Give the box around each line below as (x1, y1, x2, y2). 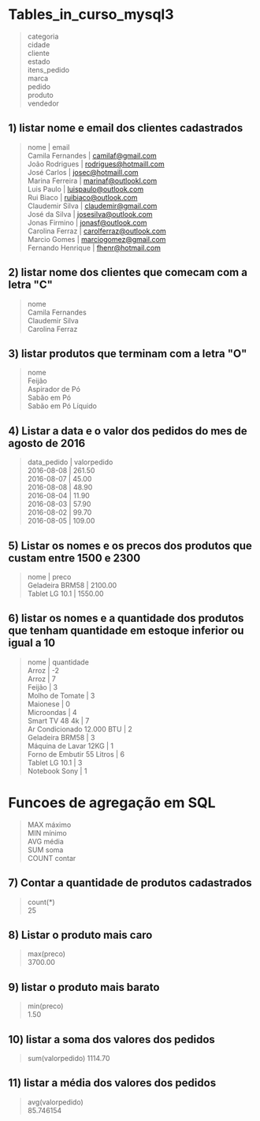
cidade (27, 39, 50, 49)
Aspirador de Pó (27, 385, 81, 394)
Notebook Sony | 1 (27, 766, 87, 776)
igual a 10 (8, 636, 56, 650)
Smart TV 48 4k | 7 (27, 716, 90, 725)
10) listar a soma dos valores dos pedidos (8, 1033, 215, 1046)
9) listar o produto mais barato (8, 980, 160, 994)
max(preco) (27, 949, 65, 959)
